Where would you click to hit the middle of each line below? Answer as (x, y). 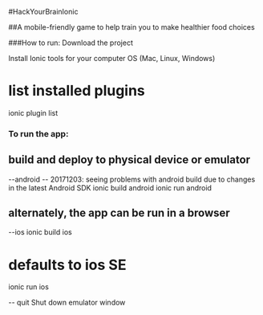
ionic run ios (29, 287)
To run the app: (38, 133)
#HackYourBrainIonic (43, 12)
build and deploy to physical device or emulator (129, 160)
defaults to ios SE (67, 265)
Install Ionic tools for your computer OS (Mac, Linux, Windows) (112, 58)
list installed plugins (77, 91)
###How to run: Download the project (71, 43)
